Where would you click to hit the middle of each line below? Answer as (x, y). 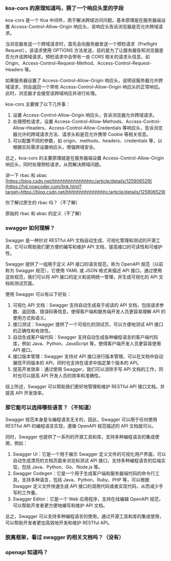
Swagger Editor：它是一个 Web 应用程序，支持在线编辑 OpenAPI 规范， (88, 499)
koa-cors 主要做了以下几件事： (38, 104)
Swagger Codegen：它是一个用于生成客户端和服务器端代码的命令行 (84, 473)
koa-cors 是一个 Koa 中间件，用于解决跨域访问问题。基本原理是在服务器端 (83, 20)
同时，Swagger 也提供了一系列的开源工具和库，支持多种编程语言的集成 (80, 436)
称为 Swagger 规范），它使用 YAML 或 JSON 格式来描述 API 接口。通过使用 (84, 270)
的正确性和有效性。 (33, 330)
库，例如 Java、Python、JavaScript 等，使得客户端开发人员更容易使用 (87, 343)
